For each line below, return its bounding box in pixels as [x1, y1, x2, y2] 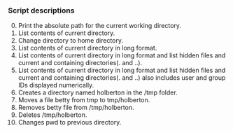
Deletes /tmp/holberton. [17, 111, 87, 119]
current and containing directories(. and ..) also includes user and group [17, 73, 226, 82]
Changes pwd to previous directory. [17, 118, 122, 127]
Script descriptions [8, 6, 75, 15]
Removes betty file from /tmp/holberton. [17, 104, 135, 112]
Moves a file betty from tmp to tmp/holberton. [17, 96, 150, 104]
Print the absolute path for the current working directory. [17, 22, 181, 30]
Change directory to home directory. [17, 36, 123, 45]
